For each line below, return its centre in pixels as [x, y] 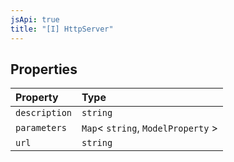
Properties [44, 69]
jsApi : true [35, 19]
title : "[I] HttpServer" [62, 29]
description [44, 113]
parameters [41, 128]
